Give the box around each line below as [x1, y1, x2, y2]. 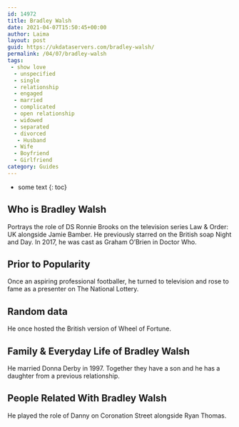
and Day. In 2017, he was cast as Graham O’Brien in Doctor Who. [7, 237, 198, 246]
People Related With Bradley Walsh [7, 392, 167, 404]
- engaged [14, 90, 43, 97]
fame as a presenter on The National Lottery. [7, 285, 139, 293]
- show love [10, 64, 46, 71]
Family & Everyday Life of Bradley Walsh [7, 345, 190, 357]
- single [14, 76, 40, 84]
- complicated [14, 104, 56, 111]
